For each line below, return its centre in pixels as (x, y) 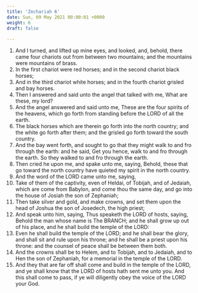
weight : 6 (19, 23)
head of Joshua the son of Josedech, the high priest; (80, 208)
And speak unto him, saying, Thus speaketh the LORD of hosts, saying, (102, 215)
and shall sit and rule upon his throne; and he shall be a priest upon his (101, 240)
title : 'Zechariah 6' (33, 12)
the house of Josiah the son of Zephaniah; (67, 196)
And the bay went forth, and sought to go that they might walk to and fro (103, 145)
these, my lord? (34, 101)
